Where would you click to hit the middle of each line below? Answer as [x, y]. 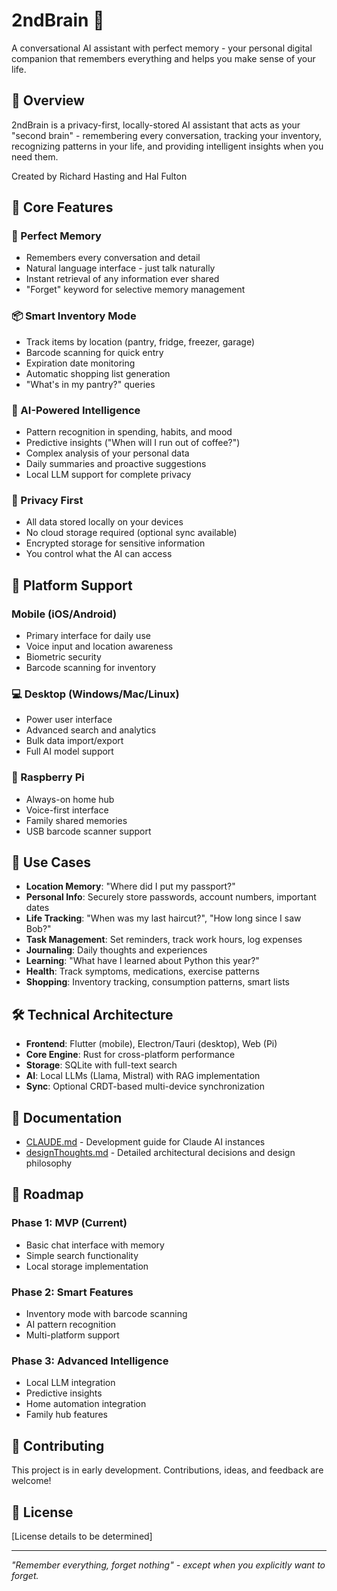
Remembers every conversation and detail [113, 258]
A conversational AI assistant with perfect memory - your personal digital [162, 48]
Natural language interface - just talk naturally [120, 268]
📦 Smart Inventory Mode [74, 316]
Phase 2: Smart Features [72, 1292]
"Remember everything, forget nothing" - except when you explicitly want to [168, 1565]
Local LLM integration [70, 1383]
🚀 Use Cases [51, 862]
